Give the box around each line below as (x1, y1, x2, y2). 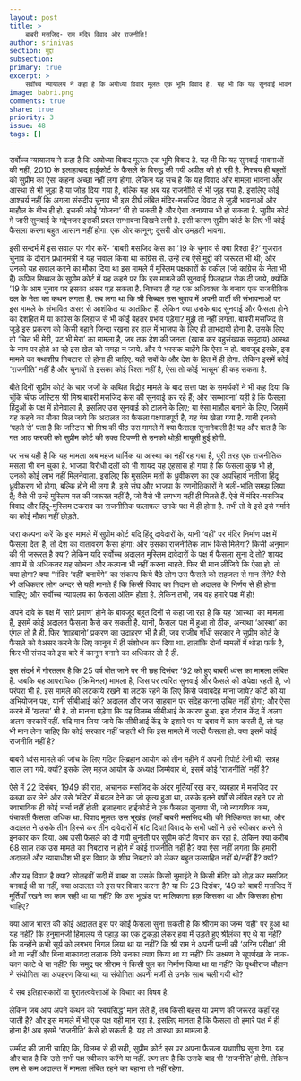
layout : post (9, 13, 58, 22)
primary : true (9, 64, 63, 73)
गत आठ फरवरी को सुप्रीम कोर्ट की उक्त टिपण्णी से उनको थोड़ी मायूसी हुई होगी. (9, 432, 227, 443)
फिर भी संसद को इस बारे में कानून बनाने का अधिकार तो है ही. (9, 647, 179, 658)
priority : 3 (9, 113, 54, 122)
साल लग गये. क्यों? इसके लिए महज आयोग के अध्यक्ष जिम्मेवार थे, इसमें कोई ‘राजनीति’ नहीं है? (9, 764, 270, 774)
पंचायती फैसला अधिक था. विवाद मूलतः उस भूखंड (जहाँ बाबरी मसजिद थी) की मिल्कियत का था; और (9, 812, 285, 823)
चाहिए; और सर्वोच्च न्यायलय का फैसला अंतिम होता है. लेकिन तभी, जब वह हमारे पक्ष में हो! (9, 589, 255, 600)
